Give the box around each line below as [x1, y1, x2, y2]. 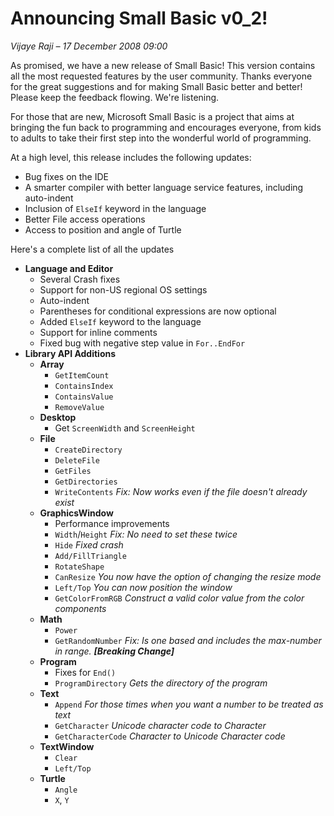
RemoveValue [54, 402, 105, 412]
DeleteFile [54, 455, 100, 466]
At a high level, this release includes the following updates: [10, 151, 252, 163]
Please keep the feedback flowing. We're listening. [10, 91, 220, 103]
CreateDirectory [54, 445, 123, 455]
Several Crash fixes [39, 273, 121, 285]
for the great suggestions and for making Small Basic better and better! [10, 80, 303, 92]
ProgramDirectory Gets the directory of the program [54, 677, 268, 689]
